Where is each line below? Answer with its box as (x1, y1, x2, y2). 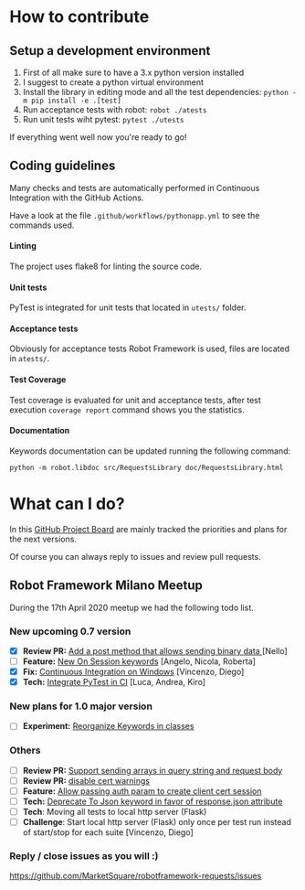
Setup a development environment (9, 43, 211, 59)
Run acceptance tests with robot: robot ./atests (22, 104, 207, 115)
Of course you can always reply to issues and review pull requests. (9, 551, 262, 562)
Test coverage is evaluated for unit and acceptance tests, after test (9, 394, 262, 405)
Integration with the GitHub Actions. (9, 192, 144, 203)
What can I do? (9, 494, 125, 514)
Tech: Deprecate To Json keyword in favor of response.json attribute (22, 796, 283, 807)
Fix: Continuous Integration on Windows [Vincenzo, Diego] (22, 666, 245, 677)
